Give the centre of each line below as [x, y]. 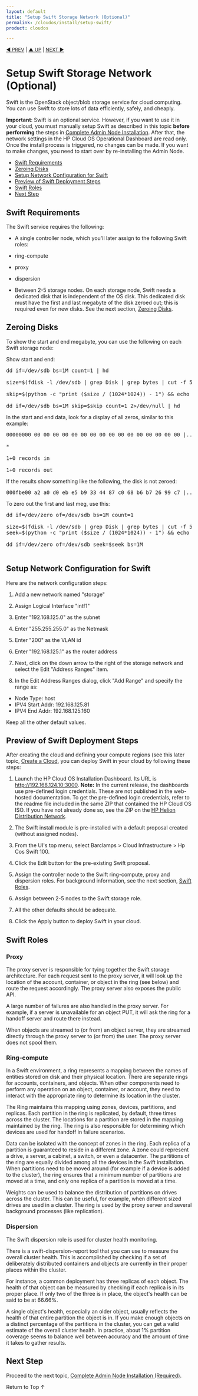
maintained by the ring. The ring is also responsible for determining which [96, 1126]
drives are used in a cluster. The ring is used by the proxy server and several [99, 1205]
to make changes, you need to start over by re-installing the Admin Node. [95, 152]
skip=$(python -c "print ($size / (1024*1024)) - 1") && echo [98, 394]
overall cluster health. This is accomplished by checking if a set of [86, 1257]
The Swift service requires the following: [55, 227]
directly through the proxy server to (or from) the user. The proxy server [93, 1036]
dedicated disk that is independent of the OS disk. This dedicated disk [100, 296]
